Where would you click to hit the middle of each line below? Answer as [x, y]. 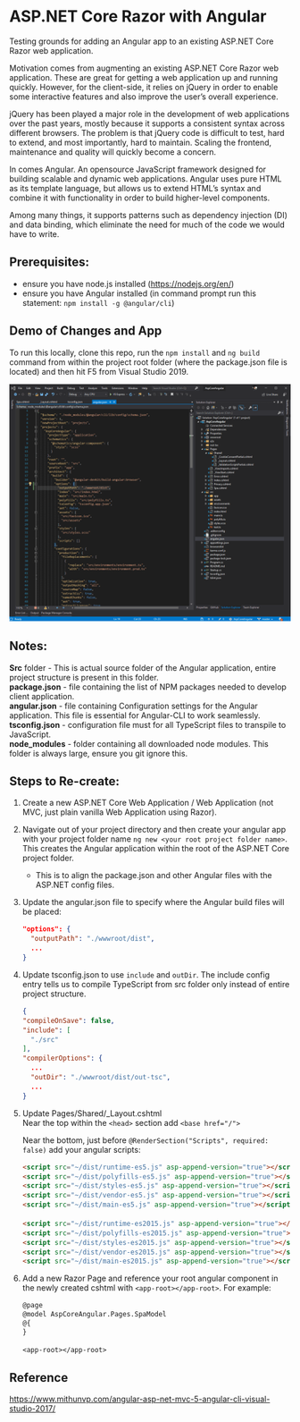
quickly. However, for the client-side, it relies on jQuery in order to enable [144, 87]
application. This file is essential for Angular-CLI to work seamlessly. [135, 715]
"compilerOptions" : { [62, 1058]
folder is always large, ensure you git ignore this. [99, 753]
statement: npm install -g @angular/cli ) [98, 302]
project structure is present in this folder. [84, 677]
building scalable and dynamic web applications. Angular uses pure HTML [146, 178]
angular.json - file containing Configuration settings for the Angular [134, 706]
